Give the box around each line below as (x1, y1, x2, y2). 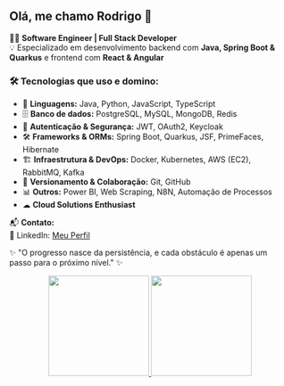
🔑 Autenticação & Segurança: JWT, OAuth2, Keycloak (21, 121, 223, 132)
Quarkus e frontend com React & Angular (9, 52, 164, 62)
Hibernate (21, 144, 60, 155)
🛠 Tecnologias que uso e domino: (9, 75, 159, 87)
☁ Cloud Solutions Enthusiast (21, 200, 136, 210)
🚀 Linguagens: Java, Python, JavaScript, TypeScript (21, 99, 216, 110)
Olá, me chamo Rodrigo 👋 (9, 9, 153, 24)
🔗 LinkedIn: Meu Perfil (9, 230, 91, 241)
